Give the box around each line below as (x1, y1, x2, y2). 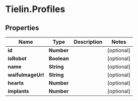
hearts (8, 79, 24, 86)
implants (8, 88, 29, 94)
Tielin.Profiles (5, 4, 65, 15)
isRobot (8, 55, 27, 62)
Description (74, 39, 103, 45)
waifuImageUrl (8, 71, 44, 78)
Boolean (48, 55, 69, 62)
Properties (5, 24, 39, 32)
